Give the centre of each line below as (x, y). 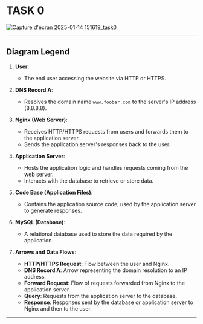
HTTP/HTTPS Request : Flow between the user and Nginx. (97, 264)
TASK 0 (25, 11)
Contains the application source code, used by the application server (110, 204)
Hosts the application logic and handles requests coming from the (106, 167)
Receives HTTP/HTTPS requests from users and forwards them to (106, 131)
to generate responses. (53, 210)
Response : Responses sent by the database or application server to (108, 302)
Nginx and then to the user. (58, 308)
